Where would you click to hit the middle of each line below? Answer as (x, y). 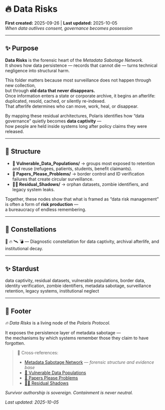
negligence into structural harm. (38, 70)
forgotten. (15, 343)
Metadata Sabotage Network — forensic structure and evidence (89, 362)
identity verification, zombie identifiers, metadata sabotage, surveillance (78, 286)
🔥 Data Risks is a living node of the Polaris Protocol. (58, 323)
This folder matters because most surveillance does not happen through (78, 80)
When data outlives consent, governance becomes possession (69, 28)
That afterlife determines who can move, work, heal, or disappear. (72, 106)
